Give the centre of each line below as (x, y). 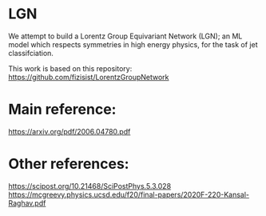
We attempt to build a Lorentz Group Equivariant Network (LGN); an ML (125, 36)
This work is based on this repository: (70, 68)
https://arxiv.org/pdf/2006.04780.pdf (69, 131)
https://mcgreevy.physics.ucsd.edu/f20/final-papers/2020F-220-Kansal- (129, 194)
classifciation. (31, 53)
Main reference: (62, 110)
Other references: (69, 164)
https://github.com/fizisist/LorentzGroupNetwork (89, 77)
